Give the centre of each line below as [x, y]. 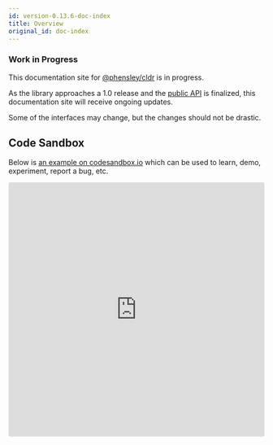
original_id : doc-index [49, 31]
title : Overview [36, 24]
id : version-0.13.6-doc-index [60, 16]
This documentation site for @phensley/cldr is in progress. [106, 77]
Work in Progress [43, 59]
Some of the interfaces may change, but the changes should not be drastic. [135, 117]
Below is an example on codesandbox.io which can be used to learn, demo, [135, 163]
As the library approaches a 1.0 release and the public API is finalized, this [132, 93]
